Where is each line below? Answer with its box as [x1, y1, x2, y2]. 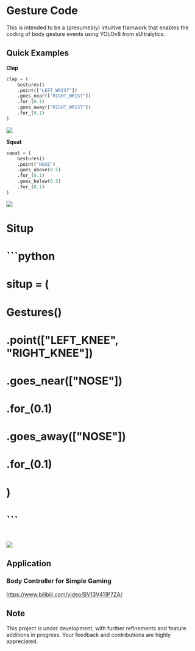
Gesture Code [6, 4, 78, 18]
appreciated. [6, 638, 38, 645]
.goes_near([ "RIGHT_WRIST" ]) [17, 93, 91, 99]
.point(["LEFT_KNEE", [6, 333, 119, 347]
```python [6, 249, 55, 263]
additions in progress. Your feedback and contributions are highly [6, 631, 171, 638]
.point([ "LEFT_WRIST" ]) [17, 87, 78, 93]
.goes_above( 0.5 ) [17, 167, 62, 173]
